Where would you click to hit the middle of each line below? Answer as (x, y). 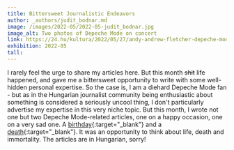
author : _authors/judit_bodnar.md (57, 20)
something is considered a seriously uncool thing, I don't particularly (106, 102)
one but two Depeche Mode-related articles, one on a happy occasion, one (115, 117)
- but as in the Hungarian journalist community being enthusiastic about (110, 94)
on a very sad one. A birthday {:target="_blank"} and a (85, 124)
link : (15, 40)
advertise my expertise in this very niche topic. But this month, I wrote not (113, 110)
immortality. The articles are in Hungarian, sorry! (77, 139)
